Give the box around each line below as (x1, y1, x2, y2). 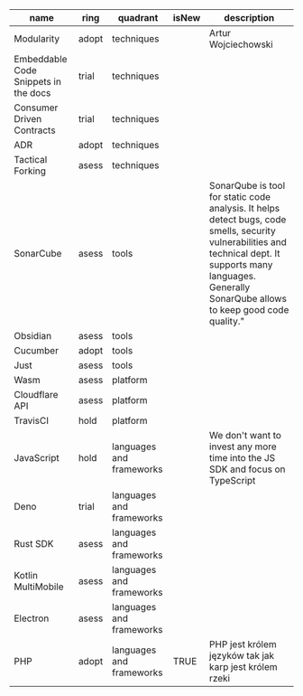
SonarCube (14, 248, 62, 259)
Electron (14, 612, 50, 625)
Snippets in (14, 76, 61, 88)
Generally (208, 281, 251, 293)
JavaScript (14, 452, 60, 464)
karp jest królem (208, 661, 278, 672)
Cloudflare (14, 389, 59, 400)
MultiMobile (14, 580, 65, 593)
